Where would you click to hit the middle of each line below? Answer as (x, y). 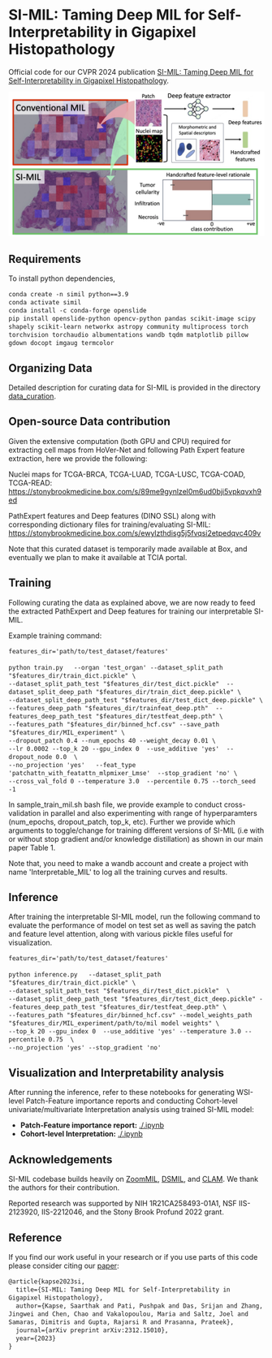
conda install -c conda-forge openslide (78, 311)
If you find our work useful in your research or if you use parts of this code (133, 1257)
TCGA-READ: (30, 483)
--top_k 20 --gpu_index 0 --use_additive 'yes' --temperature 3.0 (125, 1032)
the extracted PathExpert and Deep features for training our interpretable (130, 611)
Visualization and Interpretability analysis (117, 1073)
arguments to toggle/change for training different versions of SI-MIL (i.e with (136, 830)
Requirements (45, 259)
